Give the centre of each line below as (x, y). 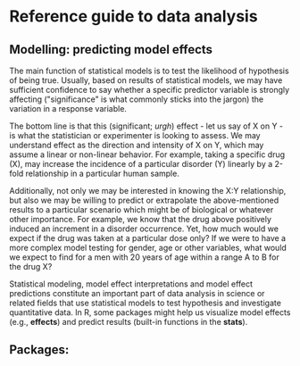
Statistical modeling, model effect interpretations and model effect (131, 284)
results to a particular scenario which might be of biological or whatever (142, 210)
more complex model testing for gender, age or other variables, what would (148, 248)
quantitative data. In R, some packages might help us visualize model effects (150, 312)
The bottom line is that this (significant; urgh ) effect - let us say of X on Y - (146, 126)
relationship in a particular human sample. (103, 173)
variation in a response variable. (68, 108)
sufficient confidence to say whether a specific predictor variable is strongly (150, 90)
